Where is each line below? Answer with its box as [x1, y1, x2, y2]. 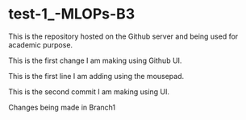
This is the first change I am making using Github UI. [8, 56, 182, 65]
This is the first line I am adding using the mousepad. [8, 71, 185, 81]
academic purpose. [8, 39, 73, 49]
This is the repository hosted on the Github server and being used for [8, 31, 239, 41]
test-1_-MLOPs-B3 [8, 5, 136, 23]
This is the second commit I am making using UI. [8, 86, 170, 97]
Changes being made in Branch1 [8, 102, 116, 112]
